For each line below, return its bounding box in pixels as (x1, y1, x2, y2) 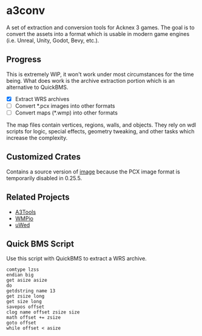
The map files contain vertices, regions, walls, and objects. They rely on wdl (6, 121, 196, 128)
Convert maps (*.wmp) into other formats (15, 109, 118, 116)
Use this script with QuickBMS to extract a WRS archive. (6, 255, 147, 262)
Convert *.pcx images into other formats (15, 102, 115, 110)
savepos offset (6, 304, 45, 310)
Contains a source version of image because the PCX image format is (6, 168, 180, 175)
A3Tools (15, 208, 36, 215)
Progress (6, 54, 41, 65)
